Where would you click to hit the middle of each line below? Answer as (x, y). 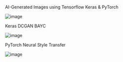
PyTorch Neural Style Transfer (35, 45)
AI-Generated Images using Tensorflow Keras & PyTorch (62, 7)
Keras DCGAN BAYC (26, 26)
